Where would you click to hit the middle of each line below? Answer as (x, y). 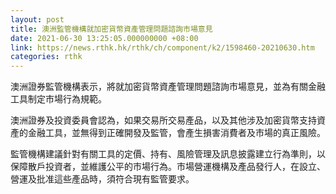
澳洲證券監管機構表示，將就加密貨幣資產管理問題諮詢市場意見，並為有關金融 (168, 87)
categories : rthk (46, 57)
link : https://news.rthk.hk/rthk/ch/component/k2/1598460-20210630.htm (162, 47)
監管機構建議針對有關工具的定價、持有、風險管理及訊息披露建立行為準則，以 (168, 154)
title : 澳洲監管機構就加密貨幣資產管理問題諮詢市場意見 (111, 29)
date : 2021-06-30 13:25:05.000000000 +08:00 (104, 38)
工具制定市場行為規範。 (58, 99)
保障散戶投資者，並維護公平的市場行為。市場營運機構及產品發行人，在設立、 (168, 167)
